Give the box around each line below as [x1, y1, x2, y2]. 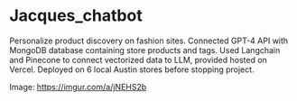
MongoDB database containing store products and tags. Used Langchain [9, 44, 281, 55]
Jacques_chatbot [9, 5, 143, 26]
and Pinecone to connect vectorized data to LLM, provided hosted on [9, 54, 268, 65]
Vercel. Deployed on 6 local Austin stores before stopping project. [9, 64, 255, 75]
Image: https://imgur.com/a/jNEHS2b [9, 81, 147, 92]
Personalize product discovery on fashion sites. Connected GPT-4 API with [9, 35, 289, 46]
